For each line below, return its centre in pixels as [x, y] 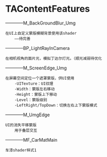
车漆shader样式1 [21, 150]
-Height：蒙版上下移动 [36, 94]
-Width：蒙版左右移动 [35, 89]
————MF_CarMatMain [31, 140]
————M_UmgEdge [28, 115]
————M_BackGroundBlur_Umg [41, 23]
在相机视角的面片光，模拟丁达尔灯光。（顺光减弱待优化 [54, 58]
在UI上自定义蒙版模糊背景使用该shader [41, 33]
